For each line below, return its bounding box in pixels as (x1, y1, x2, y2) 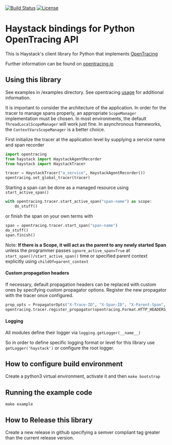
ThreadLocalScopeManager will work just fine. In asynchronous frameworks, (5, 121, 162, 127)
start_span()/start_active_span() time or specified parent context (5, 253, 147, 259)
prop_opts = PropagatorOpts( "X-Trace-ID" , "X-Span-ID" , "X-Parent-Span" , (5, 302, 166, 307)
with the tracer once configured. (5, 292, 74, 298)
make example (5, 402, 33, 407)
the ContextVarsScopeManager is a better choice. (5, 126, 105, 132)
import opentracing (5, 151, 47, 157)
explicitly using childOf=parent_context (5, 258, 89, 264)
